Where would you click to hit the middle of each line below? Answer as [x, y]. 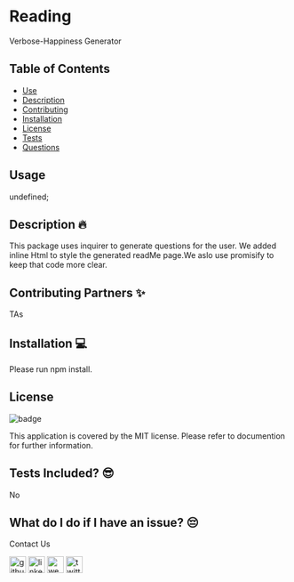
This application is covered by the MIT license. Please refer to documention [147, 436]
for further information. [51, 445]
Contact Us [30, 544]
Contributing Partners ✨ [77, 292]
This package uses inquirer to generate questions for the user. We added [143, 246]
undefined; [29, 197]
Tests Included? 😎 [62, 473]
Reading [40, 16]
